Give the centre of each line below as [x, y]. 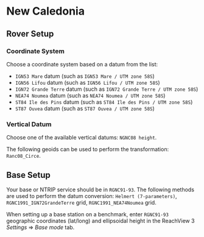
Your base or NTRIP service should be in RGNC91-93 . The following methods [100, 189]
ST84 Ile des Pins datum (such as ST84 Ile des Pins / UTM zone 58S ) [104, 102]
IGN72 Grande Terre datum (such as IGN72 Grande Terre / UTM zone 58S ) [107, 89]
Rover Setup [30, 34]
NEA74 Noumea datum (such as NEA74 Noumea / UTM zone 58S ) [90, 95]
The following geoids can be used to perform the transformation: [88, 149]
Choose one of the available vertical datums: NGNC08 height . [82, 138]
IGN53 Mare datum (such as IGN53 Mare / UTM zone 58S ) [85, 76]
